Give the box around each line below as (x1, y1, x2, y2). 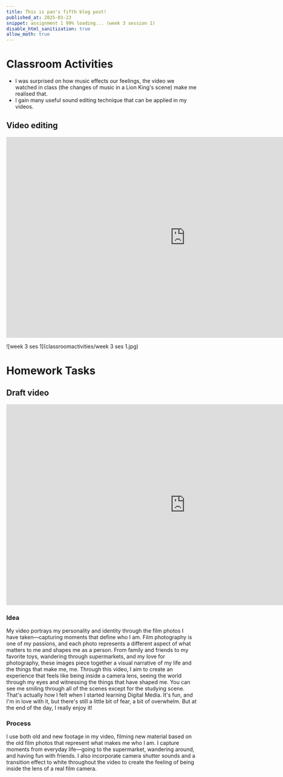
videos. (15, 103, 34, 111)
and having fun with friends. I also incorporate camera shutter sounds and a (6, 752, 195, 759)
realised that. (15, 90, 48, 97)
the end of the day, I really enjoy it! (6, 704, 93, 712)
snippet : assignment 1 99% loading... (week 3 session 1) (6, 20, 155, 26)
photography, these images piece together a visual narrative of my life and (6, 659, 192, 666)
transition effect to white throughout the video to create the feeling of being (6, 759, 195, 766)
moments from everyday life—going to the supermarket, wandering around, (6, 746, 195, 753)
